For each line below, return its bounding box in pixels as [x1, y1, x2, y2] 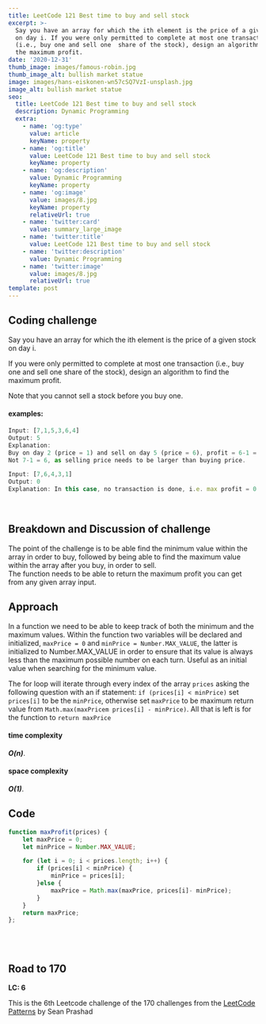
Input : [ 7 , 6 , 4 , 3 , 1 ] [8, 470, 73, 478]
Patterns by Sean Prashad [8, 1007, 93, 1016]
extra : [15, 115, 37, 123]
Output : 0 [8, 477, 41, 486]
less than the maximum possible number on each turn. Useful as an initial [8, 655, 247, 665]
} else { [36, 880, 62, 888]
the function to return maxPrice [8, 712, 112, 722]
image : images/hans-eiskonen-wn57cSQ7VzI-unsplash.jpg [8, 78, 193, 86]
